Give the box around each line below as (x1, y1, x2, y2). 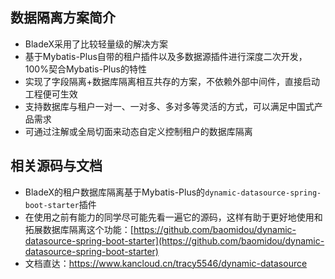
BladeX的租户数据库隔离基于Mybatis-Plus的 (24, 186, 206, 198)
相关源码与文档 (10, 158, 103, 175)
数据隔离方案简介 (10, 9, 116, 27)
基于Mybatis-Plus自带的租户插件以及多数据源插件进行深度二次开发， (24, 50, 308, 62)
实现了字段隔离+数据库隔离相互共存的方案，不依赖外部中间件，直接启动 (24, 75, 321, 87)
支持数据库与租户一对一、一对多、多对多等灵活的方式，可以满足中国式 (24, 100, 315, 112)
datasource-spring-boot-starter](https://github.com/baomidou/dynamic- (24, 234, 325, 247)
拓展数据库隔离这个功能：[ (24, 223, 134, 235)
